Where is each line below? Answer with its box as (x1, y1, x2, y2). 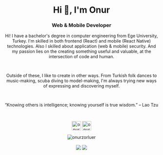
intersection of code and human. (49, 54, 114, 60)
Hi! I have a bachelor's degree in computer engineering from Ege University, (5, 33, 158, 39)
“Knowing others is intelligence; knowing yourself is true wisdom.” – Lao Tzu (4, 102, 159, 108)
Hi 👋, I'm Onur (53, 4, 110, 16)
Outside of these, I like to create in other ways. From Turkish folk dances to (6, 73, 157, 79)
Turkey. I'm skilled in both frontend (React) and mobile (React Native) (12, 38, 151, 44)
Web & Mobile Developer (51, 22, 112, 29)
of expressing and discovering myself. (43, 83, 120, 89)
